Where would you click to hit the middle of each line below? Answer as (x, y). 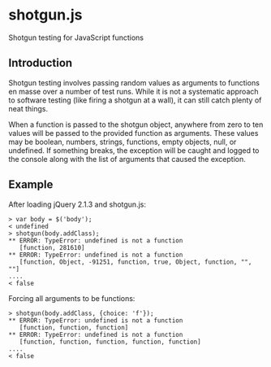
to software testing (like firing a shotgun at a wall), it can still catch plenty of (135, 100)
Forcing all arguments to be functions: (72, 298)
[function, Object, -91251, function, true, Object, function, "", (135, 262)
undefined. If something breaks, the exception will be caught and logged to (134, 150)
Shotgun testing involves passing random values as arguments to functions (134, 82)
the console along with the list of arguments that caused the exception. (127, 159)
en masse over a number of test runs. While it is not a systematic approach (133, 91)
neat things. (28, 108)
